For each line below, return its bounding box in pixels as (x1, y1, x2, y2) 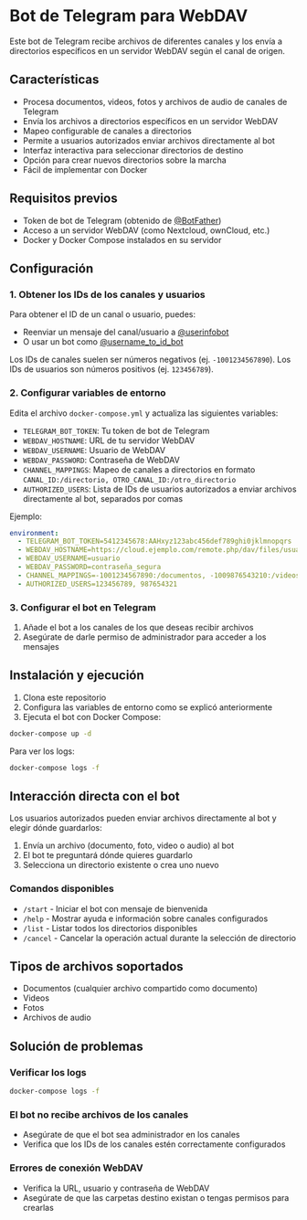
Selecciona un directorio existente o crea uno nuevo (22, 860, 219, 871)
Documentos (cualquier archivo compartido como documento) (22, 983, 259, 994)
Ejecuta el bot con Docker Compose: (22, 711, 162, 722)
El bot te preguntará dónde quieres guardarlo (22, 850, 194, 861)
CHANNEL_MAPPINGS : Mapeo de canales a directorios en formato (22, 463, 256, 475)
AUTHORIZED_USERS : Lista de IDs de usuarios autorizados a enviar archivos (22, 483, 297, 494)
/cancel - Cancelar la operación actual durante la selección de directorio (22, 932, 297, 943)
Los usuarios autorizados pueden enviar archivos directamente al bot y (9, 812, 277, 823)
